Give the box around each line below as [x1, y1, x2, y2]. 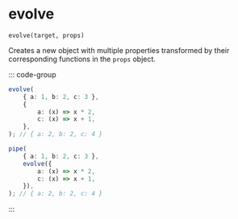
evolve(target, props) [8, 31, 85, 39]
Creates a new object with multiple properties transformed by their [8, 45, 230, 55]
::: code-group [8, 69, 56, 79]
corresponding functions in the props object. [8, 54, 156, 64]
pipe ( [8, 145, 27, 153]
